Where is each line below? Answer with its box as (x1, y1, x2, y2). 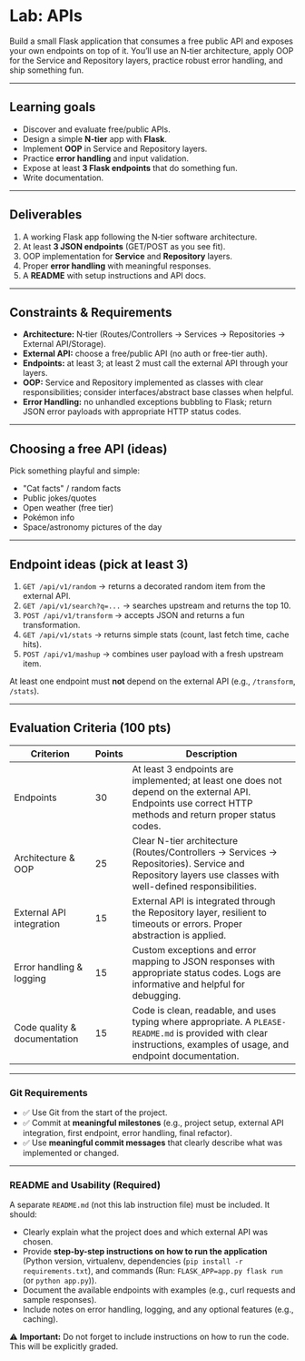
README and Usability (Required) (9, 1179, 162, 1192)
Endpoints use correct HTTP (132, 797, 253, 809)
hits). (22, 639, 43, 649)
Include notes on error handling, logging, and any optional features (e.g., (22, 1304, 294, 1315)
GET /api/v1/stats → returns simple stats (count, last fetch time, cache (22, 629, 290, 640)
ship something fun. (9, 65, 84, 76)
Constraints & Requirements (9, 304, 172, 320)
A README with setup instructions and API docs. (22, 269, 207, 280)
